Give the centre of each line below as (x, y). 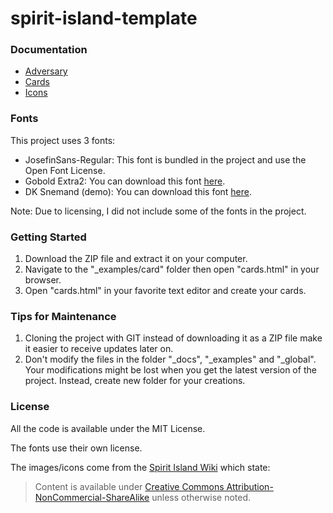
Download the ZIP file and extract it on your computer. (136, 259)
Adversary (46, 71)
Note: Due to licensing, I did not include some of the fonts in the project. (158, 211)
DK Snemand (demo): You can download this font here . (138, 191)
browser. (43, 280)
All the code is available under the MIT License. (108, 428)
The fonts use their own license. (76, 448)
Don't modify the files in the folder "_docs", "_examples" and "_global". (170, 359)
